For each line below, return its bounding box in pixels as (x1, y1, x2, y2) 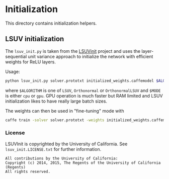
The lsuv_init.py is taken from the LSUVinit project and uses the (5, 48, 141, 54)
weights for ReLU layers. (5, 59, 56, 65)
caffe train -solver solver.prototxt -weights (5, 117, 105, 123)
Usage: (5, 68, 20, 74)
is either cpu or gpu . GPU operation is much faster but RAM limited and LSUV (5, 93, 163, 99)
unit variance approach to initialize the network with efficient (27, 53, 153, 59)
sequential (5, 53, 27, 59)
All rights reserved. (5, 169, 51, 174)
